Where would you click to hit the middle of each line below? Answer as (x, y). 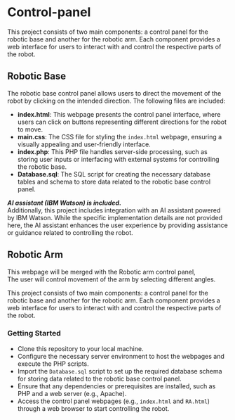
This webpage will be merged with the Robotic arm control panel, (101, 272)
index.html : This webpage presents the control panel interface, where (119, 114)
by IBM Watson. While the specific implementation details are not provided (115, 217)
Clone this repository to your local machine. (80, 348)
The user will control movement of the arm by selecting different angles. (112, 279)
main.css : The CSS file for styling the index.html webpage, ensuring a (120, 136)
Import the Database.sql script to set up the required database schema (120, 371)
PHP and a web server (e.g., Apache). (72, 393)
